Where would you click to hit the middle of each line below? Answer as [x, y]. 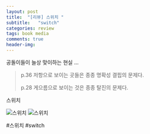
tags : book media [28, 34]
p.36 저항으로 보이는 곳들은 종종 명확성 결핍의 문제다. [82, 75]
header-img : [21, 45]
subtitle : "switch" [33, 23]
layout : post [22, 12]
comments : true [25, 39]
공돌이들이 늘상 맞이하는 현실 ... [42, 62]
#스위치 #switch [25, 125]
